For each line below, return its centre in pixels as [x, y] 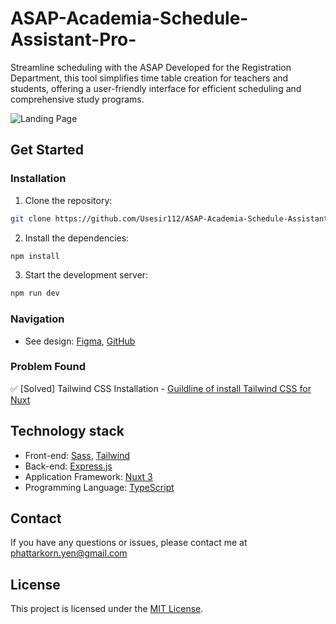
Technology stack [67, 431]
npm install [35, 256]
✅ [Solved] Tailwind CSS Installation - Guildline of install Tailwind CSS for [161, 388]
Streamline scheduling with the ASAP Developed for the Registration [151, 67]
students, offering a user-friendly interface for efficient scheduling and [156, 88]
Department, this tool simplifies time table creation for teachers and [149, 78]
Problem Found [48, 367]
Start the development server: [86, 275]
